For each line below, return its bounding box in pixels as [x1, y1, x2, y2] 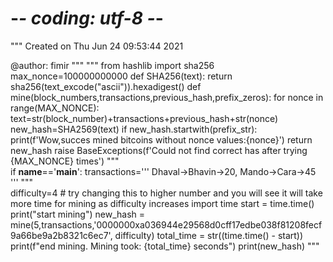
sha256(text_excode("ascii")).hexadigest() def [10, 80, 202, 92]
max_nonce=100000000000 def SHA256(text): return [10, 70, 233, 82]
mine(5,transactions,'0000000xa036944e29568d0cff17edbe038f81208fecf [10, 218, 323, 231]
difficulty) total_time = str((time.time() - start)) [114, 229, 304, 241]
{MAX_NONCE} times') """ [10, 155, 120, 167]
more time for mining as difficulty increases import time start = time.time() [10, 197, 315, 209]
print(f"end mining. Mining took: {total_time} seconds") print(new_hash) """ [10, 240, 320, 252]
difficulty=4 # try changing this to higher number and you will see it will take [10, 187, 323, 199]
